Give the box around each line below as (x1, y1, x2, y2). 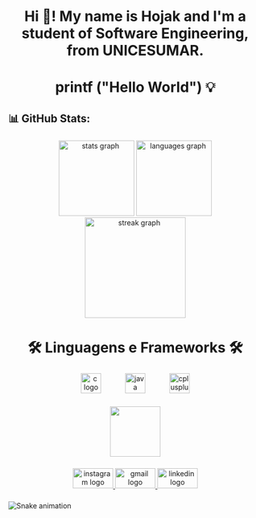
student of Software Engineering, (21, 24, 250, 43)
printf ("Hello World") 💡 (55, 78, 216, 97)
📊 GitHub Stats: (8, 112, 91, 125)
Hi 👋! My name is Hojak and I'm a (23, 7, 247, 26)
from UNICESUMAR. (66, 42, 204, 60)
